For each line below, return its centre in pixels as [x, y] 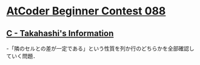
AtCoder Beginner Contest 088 [86, 11]
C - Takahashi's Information [60, 33]
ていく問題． [22, 56]
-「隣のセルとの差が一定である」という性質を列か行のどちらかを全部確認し [101, 48]
